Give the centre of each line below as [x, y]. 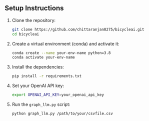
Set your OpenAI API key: [38, 86]
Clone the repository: [34, 20]
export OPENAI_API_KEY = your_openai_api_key [58, 95]
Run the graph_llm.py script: [41, 104]
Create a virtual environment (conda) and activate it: [65, 43]
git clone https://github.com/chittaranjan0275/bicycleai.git [78, 29]
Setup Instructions [34, 8]
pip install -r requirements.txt [47, 76]
